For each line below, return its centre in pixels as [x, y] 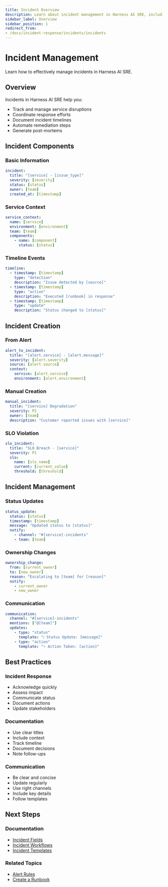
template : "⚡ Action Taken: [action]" [59, 646]
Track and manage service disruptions [52, 109]
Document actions [31, 703]
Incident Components [40, 146]
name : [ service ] [26, 222]
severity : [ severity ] [32, 180]
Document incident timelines [42, 120]
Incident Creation [33, 326]
